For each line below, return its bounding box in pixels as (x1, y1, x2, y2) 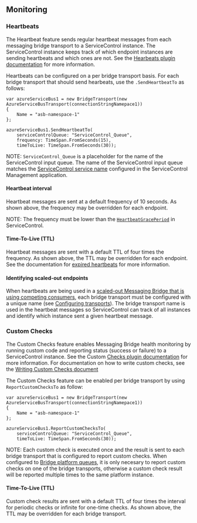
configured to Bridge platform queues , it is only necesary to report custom (6, 458, 186, 465)
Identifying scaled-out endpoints (6, 274, 89, 281)
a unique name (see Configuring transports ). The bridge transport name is (6, 300, 186, 307)
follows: (6, 85, 25, 92)
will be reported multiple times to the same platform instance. (6, 471, 154, 478)
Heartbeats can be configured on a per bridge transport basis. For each (6, 72, 179, 79)
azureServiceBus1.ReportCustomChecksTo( (6, 425, 107, 431)
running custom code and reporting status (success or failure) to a (6, 347, 167, 354)
